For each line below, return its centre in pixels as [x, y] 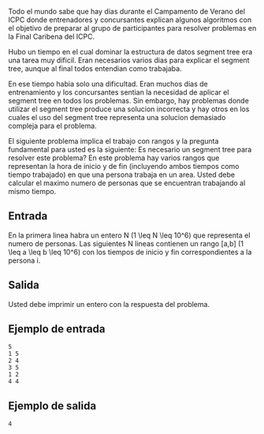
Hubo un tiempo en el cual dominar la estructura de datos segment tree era [130, 52]
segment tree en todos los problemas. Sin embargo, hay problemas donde [129, 101]
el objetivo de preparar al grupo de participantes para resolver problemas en [132, 28]
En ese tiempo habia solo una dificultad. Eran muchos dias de [108, 84]
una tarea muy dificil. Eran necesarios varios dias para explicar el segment [129, 60]
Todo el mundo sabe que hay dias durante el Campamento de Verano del [127, 11]
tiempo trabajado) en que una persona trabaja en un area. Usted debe [121, 174]
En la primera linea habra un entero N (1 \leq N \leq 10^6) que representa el [129, 235]
